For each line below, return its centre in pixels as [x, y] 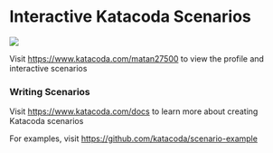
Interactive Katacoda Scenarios [130, 17]
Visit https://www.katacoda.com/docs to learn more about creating [134, 111]
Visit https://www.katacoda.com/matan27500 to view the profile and [137, 58]
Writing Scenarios [50, 91]
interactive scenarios [48, 68]
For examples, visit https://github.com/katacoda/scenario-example [133, 139]
